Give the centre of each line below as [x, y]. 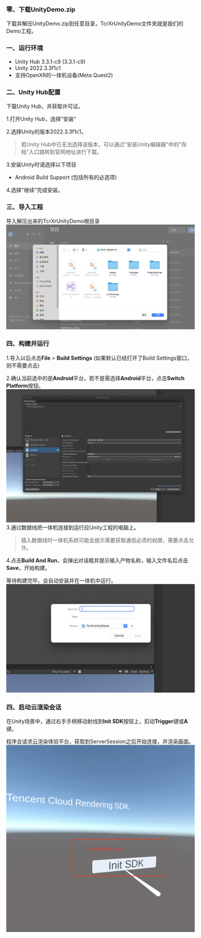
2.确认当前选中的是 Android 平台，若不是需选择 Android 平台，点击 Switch [95, 378]
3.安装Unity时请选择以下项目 [41, 164]
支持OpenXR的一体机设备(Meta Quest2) [64, 75]
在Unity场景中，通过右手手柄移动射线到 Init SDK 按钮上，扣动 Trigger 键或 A [97, 721]
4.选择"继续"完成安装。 [35, 190]
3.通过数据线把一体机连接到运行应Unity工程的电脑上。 [73, 527]
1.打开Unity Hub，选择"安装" [41, 119]
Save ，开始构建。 [28, 567]
